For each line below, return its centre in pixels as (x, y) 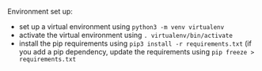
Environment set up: (40, 11)
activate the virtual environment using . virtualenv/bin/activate (125, 35)
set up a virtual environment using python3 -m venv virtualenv (122, 26)
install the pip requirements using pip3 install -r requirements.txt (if (135, 43)
